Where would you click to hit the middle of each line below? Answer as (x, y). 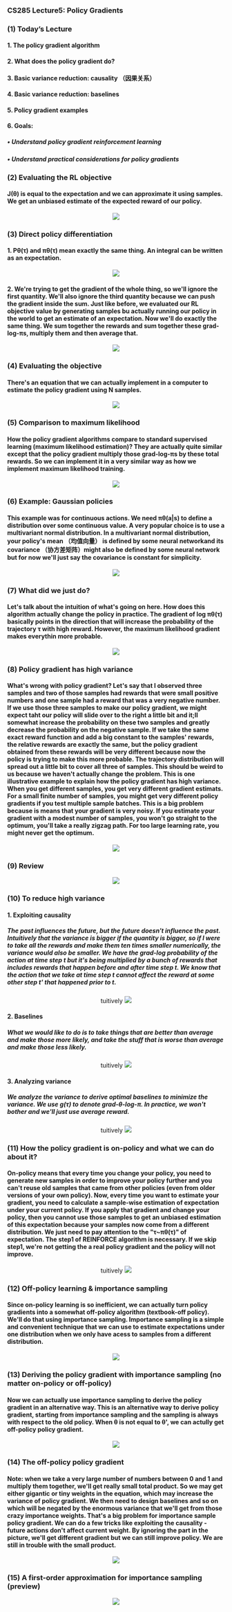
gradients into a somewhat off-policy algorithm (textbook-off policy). (108, 1312)
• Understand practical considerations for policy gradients (93, 159)
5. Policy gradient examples (48, 110)
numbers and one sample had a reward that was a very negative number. (114, 700)
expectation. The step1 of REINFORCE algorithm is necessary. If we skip (112, 1239)
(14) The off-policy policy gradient (66, 1462)
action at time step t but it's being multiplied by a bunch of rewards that (112, 960)
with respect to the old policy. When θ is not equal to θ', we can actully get (116, 1421)
